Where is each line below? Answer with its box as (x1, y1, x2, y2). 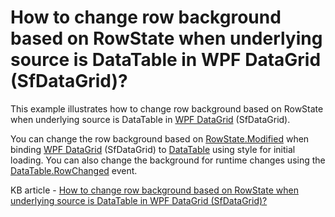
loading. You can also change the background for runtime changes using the (10, 154, 326, 166)
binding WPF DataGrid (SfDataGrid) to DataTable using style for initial (10, 143, 296, 155)
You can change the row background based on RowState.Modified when (10, 132, 310, 145)
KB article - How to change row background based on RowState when (10, 184, 299, 196)
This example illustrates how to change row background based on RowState (10, 102, 324, 115)
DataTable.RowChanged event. (10, 164, 138, 176)
